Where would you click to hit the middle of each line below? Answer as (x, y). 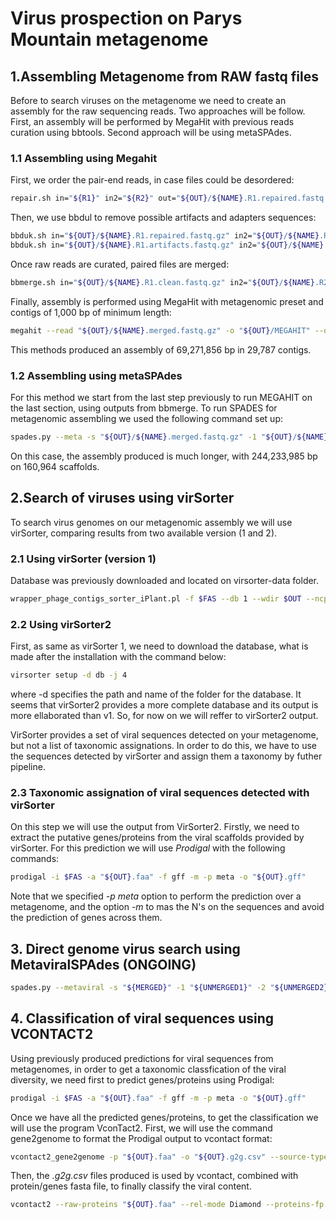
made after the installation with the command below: (118, 657)
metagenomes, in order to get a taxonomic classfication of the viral (148, 1069)
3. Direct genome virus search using (125, 948)
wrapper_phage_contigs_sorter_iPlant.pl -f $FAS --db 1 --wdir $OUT (156, 598)
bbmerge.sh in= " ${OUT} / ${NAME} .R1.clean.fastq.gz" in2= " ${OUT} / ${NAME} (162, 282)
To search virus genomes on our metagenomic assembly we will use (151, 522)
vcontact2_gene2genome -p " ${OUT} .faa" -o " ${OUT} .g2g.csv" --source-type (169, 1157)
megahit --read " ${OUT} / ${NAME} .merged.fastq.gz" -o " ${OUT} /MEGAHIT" (160, 330)
